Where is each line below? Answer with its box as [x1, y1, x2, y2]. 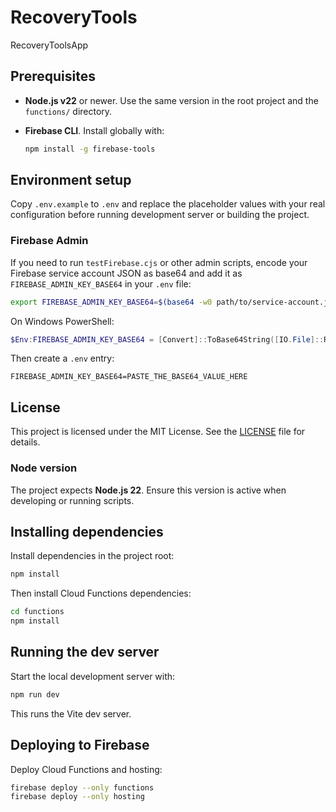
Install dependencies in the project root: [10, 550, 175, 562]
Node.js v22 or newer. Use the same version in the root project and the [24, 94, 319, 106]
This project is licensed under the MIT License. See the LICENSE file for [10, 426, 306, 438]
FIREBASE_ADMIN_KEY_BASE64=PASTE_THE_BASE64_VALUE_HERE [10, 372, 248, 382]
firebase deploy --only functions [10, 782, 155, 793]
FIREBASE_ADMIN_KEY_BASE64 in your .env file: [10, 277, 192, 290]
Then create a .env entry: [10, 352, 115, 365]
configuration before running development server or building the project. [10, 209, 310, 221]
